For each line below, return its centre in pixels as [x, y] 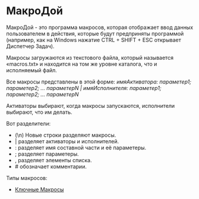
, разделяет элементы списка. [53, 160]
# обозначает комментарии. [51, 166]
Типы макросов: [27, 178]
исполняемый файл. [32, 70]
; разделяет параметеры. [47, 154]
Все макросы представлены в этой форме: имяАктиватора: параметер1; [99, 82]
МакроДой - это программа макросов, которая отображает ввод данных [100, 27]
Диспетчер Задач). [30, 46]
